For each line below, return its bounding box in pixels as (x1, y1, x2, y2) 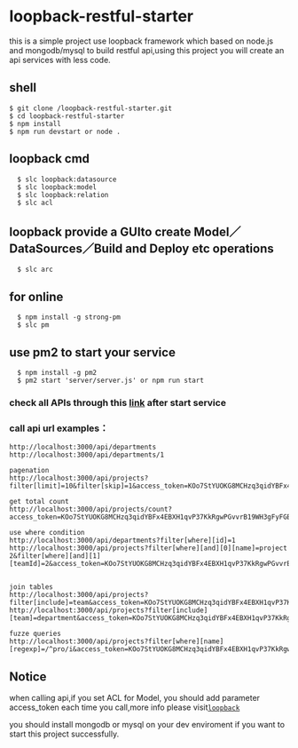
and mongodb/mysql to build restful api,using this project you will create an (9, 44, 285, 55)
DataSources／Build (9, 241, 123, 256)
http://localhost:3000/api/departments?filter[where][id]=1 (9, 536, 237, 545)
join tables (9, 583, 53, 592)
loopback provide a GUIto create (9, 224, 192, 239)
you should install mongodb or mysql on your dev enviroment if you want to (9, 720, 286, 730)
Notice (9, 669, 47, 684)
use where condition (9, 529, 86, 537)
